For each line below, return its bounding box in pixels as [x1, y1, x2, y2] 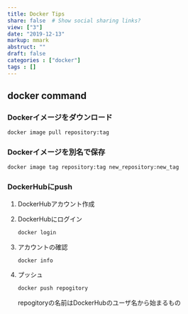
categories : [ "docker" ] [7, 57, 81, 64]
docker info [17, 257, 53, 264]
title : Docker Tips [7, 10, 65, 18]
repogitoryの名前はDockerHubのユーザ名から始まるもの [17, 298, 181, 307]
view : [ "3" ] [7, 23, 43, 31]
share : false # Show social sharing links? [7, 17, 141, 24]
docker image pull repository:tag [7, 129, 110, 136]
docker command [7, 90, 87, 102]
